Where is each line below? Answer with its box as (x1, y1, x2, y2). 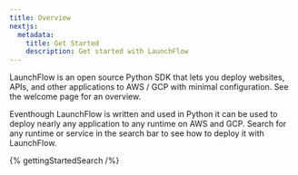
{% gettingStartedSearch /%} (9, 155, 120, 166)
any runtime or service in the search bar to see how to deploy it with (9, 128, 265, 139)
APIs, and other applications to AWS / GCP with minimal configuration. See (9, 82, 289, 92)
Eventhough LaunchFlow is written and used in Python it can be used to (9, 109, 278, 120)
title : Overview (9, 13, 71, 23)
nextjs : (9, 22, 39, 31)
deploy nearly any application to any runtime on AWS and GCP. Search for (9, 119, 287, 130)
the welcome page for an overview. (9, 92, 142, 102)
